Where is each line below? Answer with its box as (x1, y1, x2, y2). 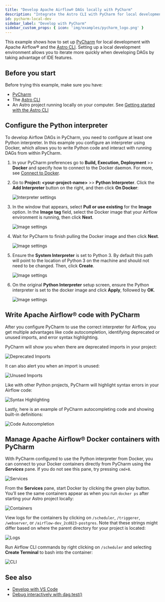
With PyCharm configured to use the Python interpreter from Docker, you (5, 456, 153, 462)
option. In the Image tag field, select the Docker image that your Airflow (12, 209, 158, 215)
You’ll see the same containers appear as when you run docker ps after (5, 490, 149, 496)
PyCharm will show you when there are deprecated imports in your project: (5, 344, 157, 349)
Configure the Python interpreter (5, 121, 108, 130)
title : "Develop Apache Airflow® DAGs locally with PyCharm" (5, 7, 133, 12)
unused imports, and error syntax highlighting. (5, 334, 99, 340)
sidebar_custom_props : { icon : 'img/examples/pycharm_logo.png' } (5, 26, 144, 30)
